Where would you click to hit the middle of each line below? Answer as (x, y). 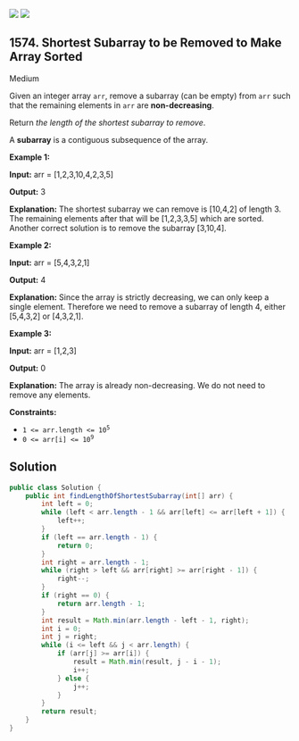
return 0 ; (75, 545)
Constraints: (33, 412)
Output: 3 (28, 191)
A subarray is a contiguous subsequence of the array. (109, 139)
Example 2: (30, 245)
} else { (73, 679)
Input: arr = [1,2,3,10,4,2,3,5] (62, 174)
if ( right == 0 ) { (75, 595)
